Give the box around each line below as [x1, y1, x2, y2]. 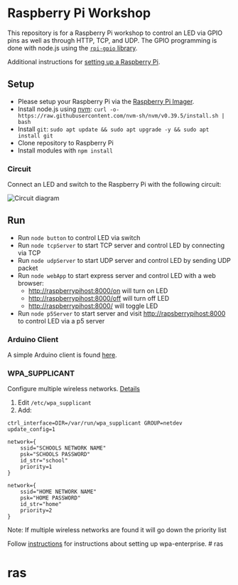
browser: [17, 279, 44, 287]
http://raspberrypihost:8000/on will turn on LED [28, 286, 168, 295]
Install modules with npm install [17, 146, 114, 155]
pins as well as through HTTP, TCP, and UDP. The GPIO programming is [7, 36, 217, 44]
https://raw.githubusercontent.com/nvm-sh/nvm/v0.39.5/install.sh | [17, 112, 225, 119]
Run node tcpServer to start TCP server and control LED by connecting [17, 241, 225, 249]
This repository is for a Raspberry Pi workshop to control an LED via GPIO [7, 29, 223, 37]
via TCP [17, 248, 41, 257]
